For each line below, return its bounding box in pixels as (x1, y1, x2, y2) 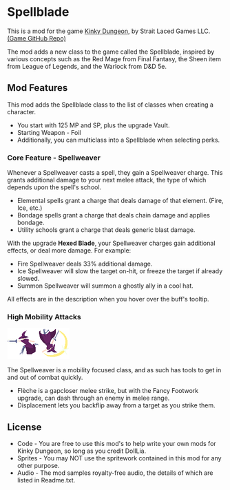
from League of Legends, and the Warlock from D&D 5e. (7, 62, 167, 70)
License (7, 421, 42, 433)
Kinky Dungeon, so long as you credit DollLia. (17, 447, 147, 455)
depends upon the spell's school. (7, 183, 102, 191)
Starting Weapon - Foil (17, 128, 81, 136)
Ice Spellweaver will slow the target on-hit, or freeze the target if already (17, 267, 223, 275)
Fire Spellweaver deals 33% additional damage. (17, 259, 153, 268)
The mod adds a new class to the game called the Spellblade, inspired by (7, 47, 215, 56)
